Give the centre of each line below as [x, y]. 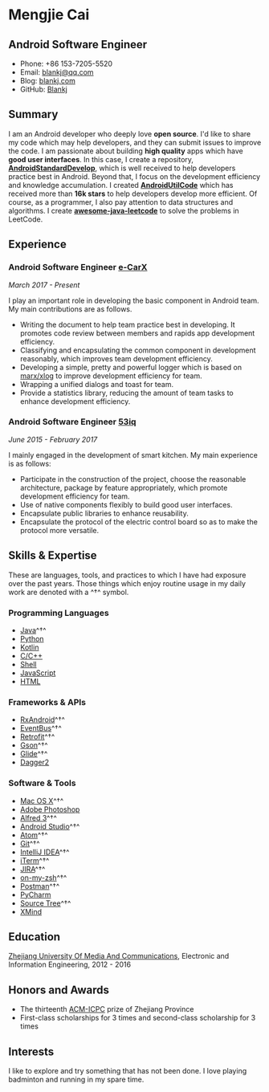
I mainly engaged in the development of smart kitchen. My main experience [133, 454]
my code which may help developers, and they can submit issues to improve [135, 142]
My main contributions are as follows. [70, 309]
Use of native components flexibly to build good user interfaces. [126, 504]
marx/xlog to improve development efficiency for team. [111, 376]
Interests [31, 1051]
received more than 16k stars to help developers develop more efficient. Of [133, 194]
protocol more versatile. [59, 530]
